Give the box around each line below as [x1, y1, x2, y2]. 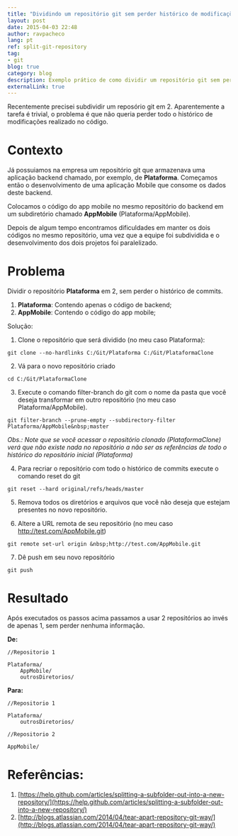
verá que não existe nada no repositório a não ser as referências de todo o [7, 443, 227, 451]
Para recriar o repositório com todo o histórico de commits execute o [17, 464, 219, 473]
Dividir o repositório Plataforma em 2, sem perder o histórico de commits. [7, 287, 223, 295]
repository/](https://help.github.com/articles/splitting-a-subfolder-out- [17, 798, 224, 806]
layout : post [7, 17, 46, 24]
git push [7, 567, 33, 574]
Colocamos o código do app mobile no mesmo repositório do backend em [7, 202, 225, 211]
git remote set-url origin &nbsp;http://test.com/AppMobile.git [7, 541, 201, 548]
